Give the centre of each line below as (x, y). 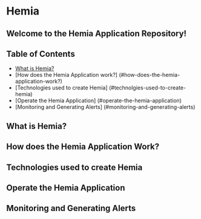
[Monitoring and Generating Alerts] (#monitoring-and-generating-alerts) (105, 107)
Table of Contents (41, 54)
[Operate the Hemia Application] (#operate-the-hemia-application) (98, 100)
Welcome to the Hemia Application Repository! (96, 34)
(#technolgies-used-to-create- (147, 88)
